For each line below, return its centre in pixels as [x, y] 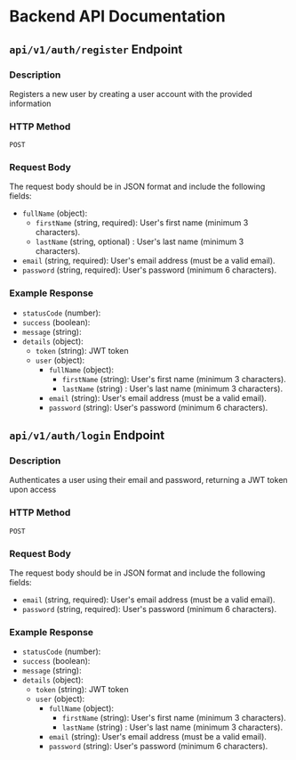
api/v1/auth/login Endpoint [87, 435]
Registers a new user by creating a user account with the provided [131, 94]
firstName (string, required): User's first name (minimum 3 [142, 223]
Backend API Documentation [117, 16]
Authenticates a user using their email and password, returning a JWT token [148, 480]
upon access [33, 490]
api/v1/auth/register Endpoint [96, 49]
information [30, 103]
